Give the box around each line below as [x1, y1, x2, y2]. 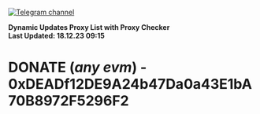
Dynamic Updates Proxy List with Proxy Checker [8, 23, 170, 31]
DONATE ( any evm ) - [8, 59, 147, 76]
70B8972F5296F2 [8, 92, 129, 110]
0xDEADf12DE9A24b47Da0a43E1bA [8, 75, 252, 94]
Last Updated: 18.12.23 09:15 [8, 31, 105, 40]
